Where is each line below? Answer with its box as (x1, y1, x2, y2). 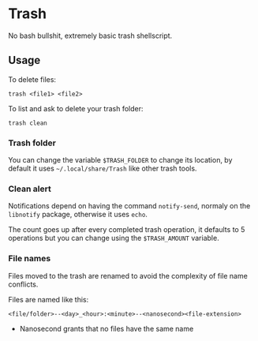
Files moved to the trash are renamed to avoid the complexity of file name (8, 271, 249, 280)
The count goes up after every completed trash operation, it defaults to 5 (8, 225, 245, 234)
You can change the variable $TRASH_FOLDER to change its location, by (8, 156, 233, 165)
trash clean (8, 119, 47, 127)
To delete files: (8, 74, 57, 84)
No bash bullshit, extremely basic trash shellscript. (8, 31, 173, 40)
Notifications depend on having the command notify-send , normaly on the (8, 201, 251, 211)
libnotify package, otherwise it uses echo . (8, 210, 148, 219)
